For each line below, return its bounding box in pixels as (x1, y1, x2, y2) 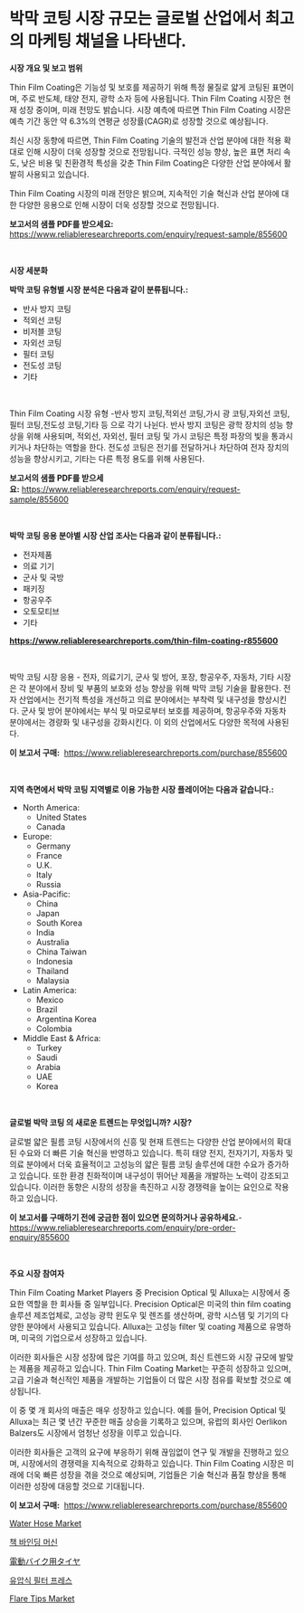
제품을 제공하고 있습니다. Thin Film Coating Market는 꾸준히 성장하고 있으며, (18, 1362, 291, 1373)
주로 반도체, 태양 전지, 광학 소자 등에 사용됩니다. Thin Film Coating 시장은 (21, 92, 282, 104)
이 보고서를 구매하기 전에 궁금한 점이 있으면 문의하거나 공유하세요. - (9, 1211, 242, 1222)
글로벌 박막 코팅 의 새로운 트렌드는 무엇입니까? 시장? (9, 1116, 193, 1127)
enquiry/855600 (9, 1231, 70, 1242)
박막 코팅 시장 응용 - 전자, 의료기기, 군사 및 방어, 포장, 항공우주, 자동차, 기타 (9, 671, 275, 682)
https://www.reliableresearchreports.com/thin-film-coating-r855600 (9, 635, 279, 646)
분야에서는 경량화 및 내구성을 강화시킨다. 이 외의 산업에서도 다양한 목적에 (9, 716, 265, 727)
